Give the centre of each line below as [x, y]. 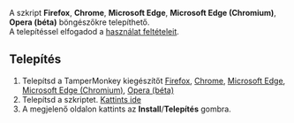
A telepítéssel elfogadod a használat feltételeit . [94, 31]
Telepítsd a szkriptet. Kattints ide [81, 99]
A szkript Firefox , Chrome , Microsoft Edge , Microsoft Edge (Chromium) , [143, 13]
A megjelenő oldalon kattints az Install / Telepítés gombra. [126, 109]
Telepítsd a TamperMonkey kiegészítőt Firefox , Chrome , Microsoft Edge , [154, 81]
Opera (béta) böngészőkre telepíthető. [79, 22]
